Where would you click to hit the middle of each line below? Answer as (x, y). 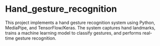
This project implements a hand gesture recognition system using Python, (80, 23)
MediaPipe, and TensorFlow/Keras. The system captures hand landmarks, (80, 27)
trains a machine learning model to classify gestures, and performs (73, 33)
